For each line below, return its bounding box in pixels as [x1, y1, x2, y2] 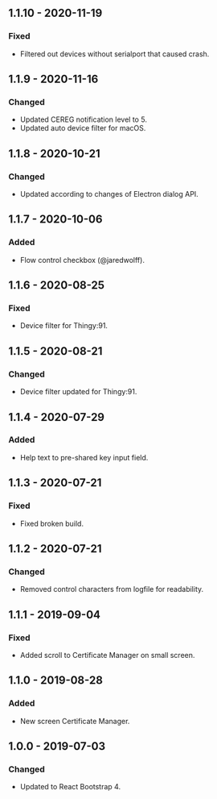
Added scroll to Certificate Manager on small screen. [19, 650, 195, 660]
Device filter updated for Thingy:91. [19, 387, 137, 397]
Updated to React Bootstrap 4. [19, 782, 121, 792]
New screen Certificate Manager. [19, 716, 130, 726]
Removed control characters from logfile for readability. [19, 585, 204, 594]
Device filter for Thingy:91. [19, 321, 108, 331]
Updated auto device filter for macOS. [19, 123, 146, 133]
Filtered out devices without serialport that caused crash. [19, 48, 210, 59]
